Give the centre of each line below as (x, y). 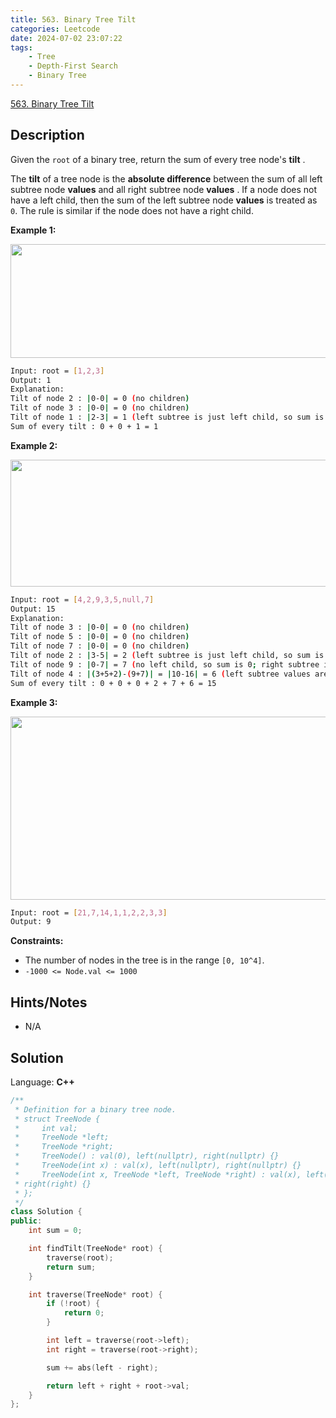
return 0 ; (84, 1313)
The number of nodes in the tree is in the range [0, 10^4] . (144, 960)
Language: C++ (42, 1082)
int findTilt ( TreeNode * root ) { (95, 1249)
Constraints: (37, 941)
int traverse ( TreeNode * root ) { (95, 1294)
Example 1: (33, 230)
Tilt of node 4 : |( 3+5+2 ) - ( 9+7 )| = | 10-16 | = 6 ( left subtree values (160, 674)
